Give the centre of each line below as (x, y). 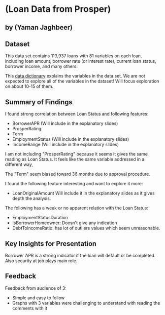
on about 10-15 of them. (29, 86)
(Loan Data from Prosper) (58, 9)
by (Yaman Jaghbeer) (39, 27)
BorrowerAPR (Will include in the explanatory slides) (65, 123)
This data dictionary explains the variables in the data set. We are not (75, 76)
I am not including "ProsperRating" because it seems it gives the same (76, 154)
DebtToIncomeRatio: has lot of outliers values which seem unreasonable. (86, 228)
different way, (19, 164)
